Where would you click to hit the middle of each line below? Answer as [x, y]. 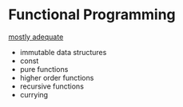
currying [34, 94]
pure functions [44, 69]
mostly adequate [36, 37]
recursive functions [52, 86]
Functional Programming [92, 15]
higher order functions [57, 77]
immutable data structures [63, 52]
